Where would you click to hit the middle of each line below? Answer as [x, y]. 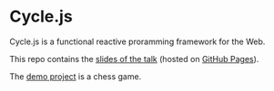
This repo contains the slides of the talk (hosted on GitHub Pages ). [134, 59]
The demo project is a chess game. [76, 76]
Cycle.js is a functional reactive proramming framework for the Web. [137, 41]
